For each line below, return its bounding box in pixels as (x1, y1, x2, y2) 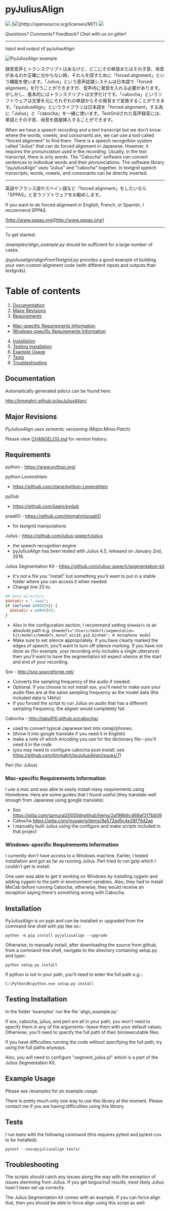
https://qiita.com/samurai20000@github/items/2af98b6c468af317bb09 (12, 812, 162, 818)
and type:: (5, 953, 27, 959)
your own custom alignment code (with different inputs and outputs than (5, 262, 156, 268)
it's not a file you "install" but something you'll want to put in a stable (12, 573, 156, 579)
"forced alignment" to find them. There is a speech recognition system (5, 137, 152, 143)
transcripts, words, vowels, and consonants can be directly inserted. (5, 170, 148, 176)
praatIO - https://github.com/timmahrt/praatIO (5, 513, 101, 519)
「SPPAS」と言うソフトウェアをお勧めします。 (5, 192, 104, 198)
